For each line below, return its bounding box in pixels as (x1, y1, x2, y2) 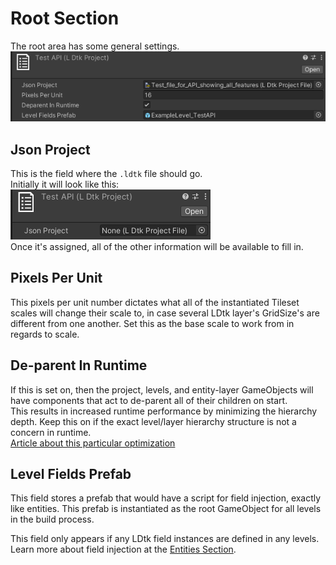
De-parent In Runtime (10, 357, 148, 374)
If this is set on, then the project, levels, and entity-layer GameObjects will (10, 383, 314, 396)
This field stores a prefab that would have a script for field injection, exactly (10, 492, 322, 504)
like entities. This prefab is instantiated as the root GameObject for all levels (10, 503, 322, 515)
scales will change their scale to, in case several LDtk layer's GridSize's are (10, 307, 320, 319)
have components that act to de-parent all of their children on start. (10, 394, 288, 406)
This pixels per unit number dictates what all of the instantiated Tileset (10, 296, 300, 308)
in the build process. (10, 513, 95, 526)
